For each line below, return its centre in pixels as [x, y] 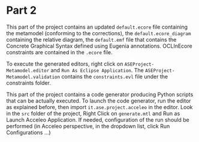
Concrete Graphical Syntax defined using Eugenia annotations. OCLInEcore [99, 46]
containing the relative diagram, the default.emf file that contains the [91, 39]
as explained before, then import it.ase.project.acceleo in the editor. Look [99, 107]
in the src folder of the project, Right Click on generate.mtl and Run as [93, 113]
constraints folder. [28, 83]
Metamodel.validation [33, 77]
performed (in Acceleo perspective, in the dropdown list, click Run [88, 126]
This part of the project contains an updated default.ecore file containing [97, 27]
